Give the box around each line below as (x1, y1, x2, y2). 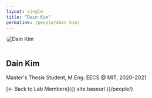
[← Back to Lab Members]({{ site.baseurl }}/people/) (6, 86, 133, 93)
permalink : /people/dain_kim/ (6, 19, 80, 25)
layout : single (6, 8, 43, 15)
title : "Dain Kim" (6, 14, 51, 20)
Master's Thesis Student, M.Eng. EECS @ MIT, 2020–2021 (6, 74, 147, 81)
